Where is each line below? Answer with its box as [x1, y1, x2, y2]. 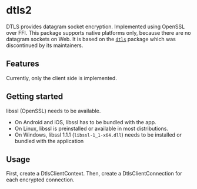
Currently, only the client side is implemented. [6, 74, 118, 81]
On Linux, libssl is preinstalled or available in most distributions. [14, 125, 169, 132]
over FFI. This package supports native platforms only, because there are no [6, 29, 191, 36]
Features [6, 59, 39, 69]
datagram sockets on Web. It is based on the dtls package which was [6, 35, 176, 42]
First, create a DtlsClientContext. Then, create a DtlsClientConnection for [6, 170, 182, 177]
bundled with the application [14, 137, 84, 144]
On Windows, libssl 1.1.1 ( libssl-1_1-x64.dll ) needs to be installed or [14, 131, 182, 138]
